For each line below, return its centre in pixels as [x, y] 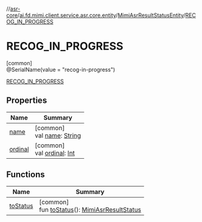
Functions [26, 175]
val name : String [58, 135]
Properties [27, 101]
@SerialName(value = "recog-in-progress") [61, 69]
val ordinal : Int [55, 153]
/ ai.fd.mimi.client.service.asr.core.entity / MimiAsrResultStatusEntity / [102, 15]
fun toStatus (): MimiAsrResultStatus [90, 209]
